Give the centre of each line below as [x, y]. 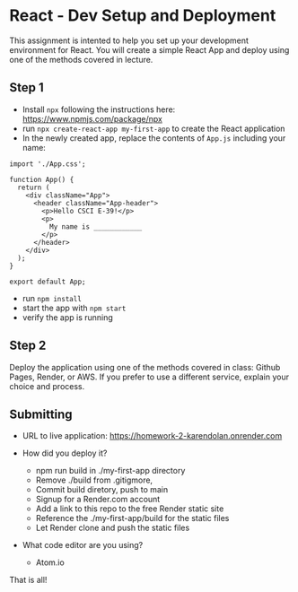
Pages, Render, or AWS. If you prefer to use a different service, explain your [149, 377]
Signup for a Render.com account [98, 500]
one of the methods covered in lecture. [81, 59]
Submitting [41, 414]
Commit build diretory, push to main [102, 490]
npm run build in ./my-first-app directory [110, 471]
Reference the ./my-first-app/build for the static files [132, 518]
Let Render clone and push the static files [113, 528]
